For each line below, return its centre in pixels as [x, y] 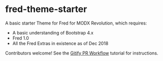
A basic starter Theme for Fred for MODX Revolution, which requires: [76, 23]
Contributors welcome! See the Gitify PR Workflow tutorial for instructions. [82, 53]
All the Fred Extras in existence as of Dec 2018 [60, 43]
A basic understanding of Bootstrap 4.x [53, 32]
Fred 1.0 [20, 38]
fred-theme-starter [46, 9]
